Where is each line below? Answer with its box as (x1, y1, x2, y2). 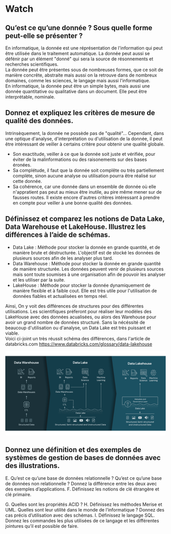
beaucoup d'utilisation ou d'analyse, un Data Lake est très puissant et (5, 324, 151, 331)
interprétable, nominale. (5, 94, 55, 100)
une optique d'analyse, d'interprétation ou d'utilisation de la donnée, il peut (5, 135, 163, 142)
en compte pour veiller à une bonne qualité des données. (12, 200, 133, 206)
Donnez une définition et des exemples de (5, 446, 141, 454)
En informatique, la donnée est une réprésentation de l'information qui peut (5, 45, 163, 51)
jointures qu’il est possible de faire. (5, 523, 79, 529)
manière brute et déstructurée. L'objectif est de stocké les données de (12, 249, 160, 256)
